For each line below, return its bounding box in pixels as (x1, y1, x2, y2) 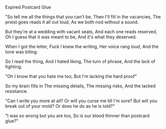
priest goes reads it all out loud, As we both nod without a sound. (5, 19, 139, 25)
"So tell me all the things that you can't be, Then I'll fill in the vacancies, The (5, 14, 161, 19)
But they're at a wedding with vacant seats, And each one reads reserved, (5, 29, 158, 34)
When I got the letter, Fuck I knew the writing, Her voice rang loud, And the (5, 44, 159, 49)
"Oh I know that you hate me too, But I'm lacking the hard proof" (5, 73, 137, 79)
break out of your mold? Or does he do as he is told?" (5, 103, 115, 109)
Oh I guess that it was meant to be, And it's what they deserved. (5, 34, 137, 40)
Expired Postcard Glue (5, 4, 51, 10)
